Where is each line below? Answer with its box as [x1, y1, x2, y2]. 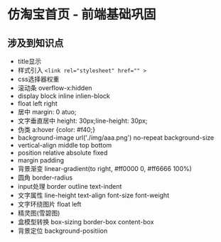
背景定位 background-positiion [17, 226, 108, 235]
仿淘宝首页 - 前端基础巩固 [7, 6, 156, 23]
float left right [17, 99, 58, 107]
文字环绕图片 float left [17, 200, 82, 208]
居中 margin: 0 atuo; [17, 108, 77, 116]
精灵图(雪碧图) [17, 209, 60, 217]
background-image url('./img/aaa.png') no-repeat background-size [17, 133, 215, 142]
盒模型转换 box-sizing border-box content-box [17, 218, 154, 226]
